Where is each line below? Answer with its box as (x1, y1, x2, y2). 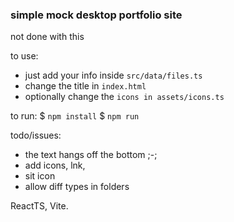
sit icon (24, 170, 56, 182)
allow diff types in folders (24, 181, 130, 193)
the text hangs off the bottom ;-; (24, 149, 158, 161)
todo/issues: (10, 129, 62, 142)
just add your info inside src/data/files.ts (24, 69, 203, 82)
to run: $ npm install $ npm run (10, 110, 140, 122)
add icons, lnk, (24, 159, 86, 172)
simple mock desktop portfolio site (10, 8, 183, 22)
